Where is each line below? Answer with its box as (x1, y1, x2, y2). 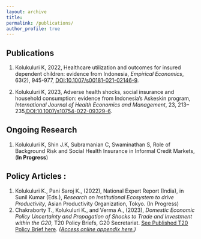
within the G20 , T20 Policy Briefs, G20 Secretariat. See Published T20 (14, 219, 188, 226)
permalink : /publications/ (6, 20, 74, 26)
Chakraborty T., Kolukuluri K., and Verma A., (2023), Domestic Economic (14, 206, 195, 214)
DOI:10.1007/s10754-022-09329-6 (26, 108, 111, 115)
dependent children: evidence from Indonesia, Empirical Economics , (14, 70, 184, 78)
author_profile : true (6, 25, 61, 32)
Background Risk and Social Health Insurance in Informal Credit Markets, (14, 147, 195, 154)
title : (6, 14, 23, 20)
